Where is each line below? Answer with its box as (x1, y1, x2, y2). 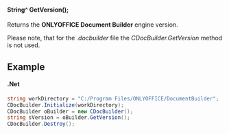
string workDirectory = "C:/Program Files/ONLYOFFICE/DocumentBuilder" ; (7, 95, 219, 102)
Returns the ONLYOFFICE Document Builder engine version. (7, 21, 178, 29)
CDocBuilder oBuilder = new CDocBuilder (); (7, 108, 134, 115)
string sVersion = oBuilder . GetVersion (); (7, 114, 130, 121)
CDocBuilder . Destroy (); (7, 120, 75, 128)
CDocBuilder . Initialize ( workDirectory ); (7, 101, 125, 109)
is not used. (7, 41, 40, 49)
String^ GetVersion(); (7, 5, 69, 14)
